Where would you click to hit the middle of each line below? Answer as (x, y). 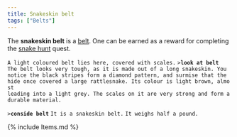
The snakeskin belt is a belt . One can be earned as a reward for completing (118, 40)
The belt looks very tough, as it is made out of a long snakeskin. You (117, 69)
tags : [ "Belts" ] (31, 21)
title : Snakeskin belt (41, 14)
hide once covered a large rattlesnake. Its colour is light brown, (111, 81)
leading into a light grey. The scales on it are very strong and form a (119, 94)
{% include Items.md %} (43, 127)
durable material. (34, 100)
